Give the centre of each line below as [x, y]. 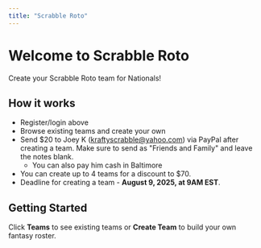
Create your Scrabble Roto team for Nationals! [85, 78]
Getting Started [48, 207]
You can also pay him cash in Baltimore [97, 165]
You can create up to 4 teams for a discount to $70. [106, 174]
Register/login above [54, 122]
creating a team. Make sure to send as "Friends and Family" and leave [136, 148]
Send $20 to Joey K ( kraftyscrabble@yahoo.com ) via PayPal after [129, 140]
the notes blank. [47, 157]
